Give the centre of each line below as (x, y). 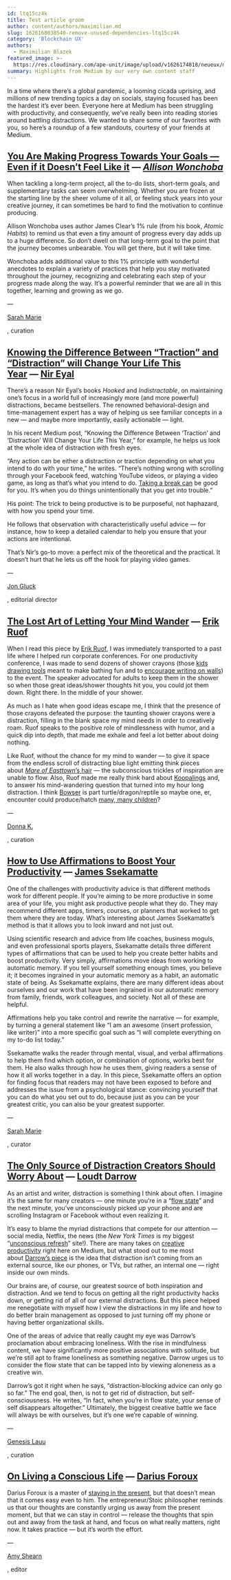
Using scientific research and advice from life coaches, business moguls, (111, 938)
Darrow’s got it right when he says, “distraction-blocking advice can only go (114, 1385)
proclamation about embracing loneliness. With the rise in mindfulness (107, 1342)
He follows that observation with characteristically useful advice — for (107, 525)
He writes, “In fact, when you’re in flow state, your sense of (137, 1400)
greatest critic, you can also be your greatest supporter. (86, 1104)
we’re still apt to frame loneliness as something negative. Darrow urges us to (115, 1358)
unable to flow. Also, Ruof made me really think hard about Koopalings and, (113, 777)
